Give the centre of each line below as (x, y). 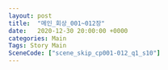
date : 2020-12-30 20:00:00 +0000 (68, 31)
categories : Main (38, 38)
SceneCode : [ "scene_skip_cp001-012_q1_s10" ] (84, 53)
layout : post (30, 16)
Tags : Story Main (38, 46)
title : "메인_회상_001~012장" (57, 23)
